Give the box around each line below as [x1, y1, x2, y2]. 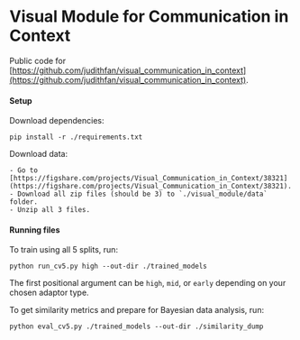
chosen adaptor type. [9, 287, 89, 299]
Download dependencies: [9, 115, 105, 126]
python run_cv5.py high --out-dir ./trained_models [9, 262, 207, 271]
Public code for [9, 55, 67, 66]
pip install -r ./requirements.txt [9, 133, 143, 142]
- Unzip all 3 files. [9, 206, 91, 215]
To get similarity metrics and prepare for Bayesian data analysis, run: [9, 305, 264, 316]
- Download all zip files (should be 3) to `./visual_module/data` [9, 189, 268, 199]
